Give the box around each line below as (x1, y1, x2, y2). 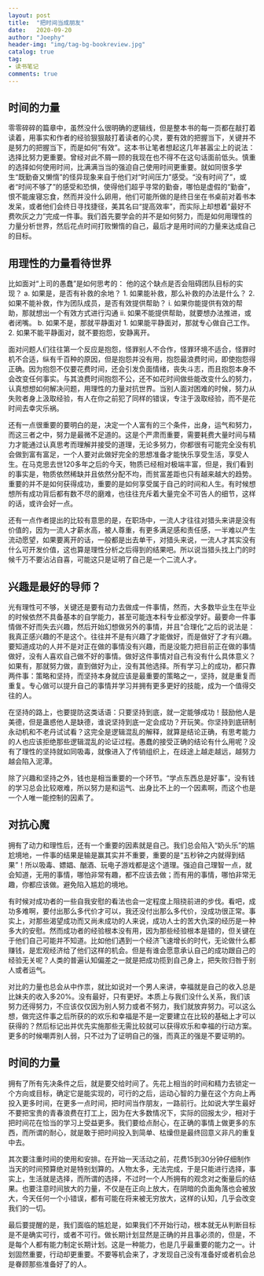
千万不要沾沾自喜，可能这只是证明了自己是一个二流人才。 (14, 555, 201, 564)
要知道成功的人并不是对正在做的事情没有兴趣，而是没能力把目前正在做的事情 (8, 642, 256, 651)
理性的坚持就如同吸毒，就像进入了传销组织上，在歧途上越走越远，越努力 (21, 747, 256, 757)
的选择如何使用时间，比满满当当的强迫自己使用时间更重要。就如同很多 (8, 163, 236, 172)
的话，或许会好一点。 (8, 499, 77, 508)
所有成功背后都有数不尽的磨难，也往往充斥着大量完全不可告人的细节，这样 (14, 489, 256, 499)
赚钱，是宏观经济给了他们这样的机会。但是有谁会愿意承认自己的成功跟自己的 (8, 945, 256, 955)
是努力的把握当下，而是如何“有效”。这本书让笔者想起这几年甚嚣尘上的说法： (8, 143, 255, 152)
